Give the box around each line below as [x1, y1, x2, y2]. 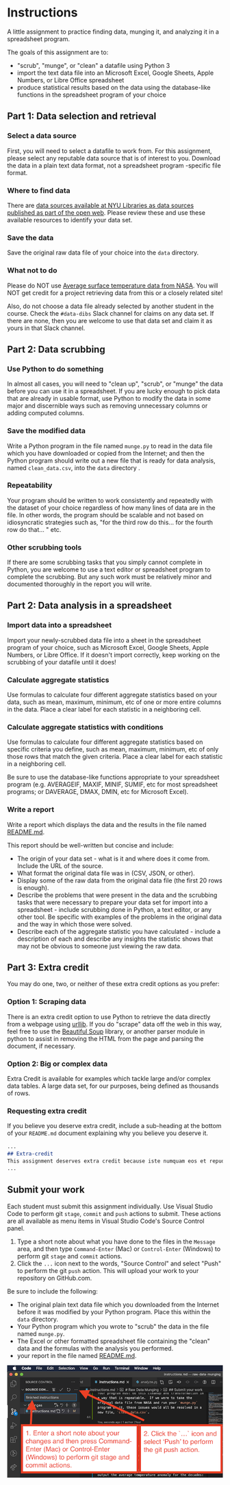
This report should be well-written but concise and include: [7, 841, 175, 849]
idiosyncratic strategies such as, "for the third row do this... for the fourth [7, 518, 214, 526]
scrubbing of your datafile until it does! [7, 657, 116, 666]
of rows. [7, 1089, 31, 1097]
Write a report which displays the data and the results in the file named [7, 820, 207, 828]
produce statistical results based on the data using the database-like [16, 83, 211, 91]
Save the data [7, 233, 54, 242]
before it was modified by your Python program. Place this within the [16, 1307, 211, 1316]
